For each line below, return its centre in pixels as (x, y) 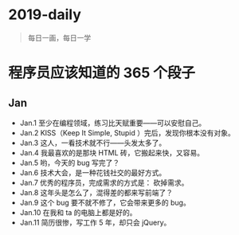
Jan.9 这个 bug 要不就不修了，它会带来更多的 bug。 (105, 202)
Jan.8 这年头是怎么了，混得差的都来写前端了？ (96, 192)
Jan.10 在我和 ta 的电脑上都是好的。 (78, 212)
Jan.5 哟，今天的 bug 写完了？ (70, 163)
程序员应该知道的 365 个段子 (102, 73)
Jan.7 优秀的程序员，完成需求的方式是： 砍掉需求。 (104, 182)
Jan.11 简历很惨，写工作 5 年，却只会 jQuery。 (95, 222)
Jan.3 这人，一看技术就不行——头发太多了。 (93, 143)
